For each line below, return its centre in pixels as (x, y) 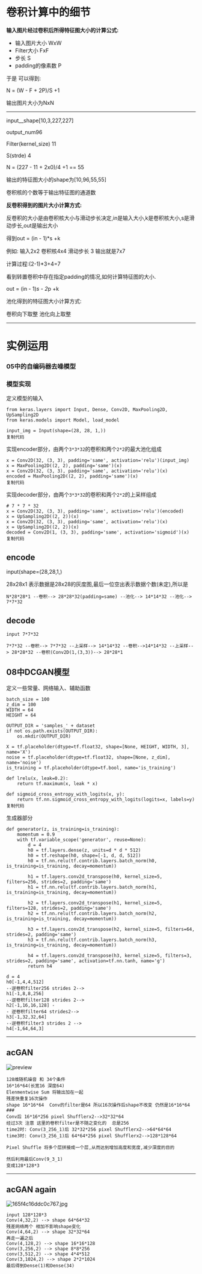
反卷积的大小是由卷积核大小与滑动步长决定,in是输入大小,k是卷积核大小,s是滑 (100, 218)
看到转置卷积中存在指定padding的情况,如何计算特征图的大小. (81, 276)
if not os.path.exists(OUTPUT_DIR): (52, 731)
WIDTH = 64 (20, 710)
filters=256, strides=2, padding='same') (59, 882)
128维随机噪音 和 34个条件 (36, 1079)
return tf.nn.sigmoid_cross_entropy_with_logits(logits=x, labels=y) (106, 799)
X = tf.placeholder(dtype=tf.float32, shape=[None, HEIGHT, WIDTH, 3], (98, 747)
